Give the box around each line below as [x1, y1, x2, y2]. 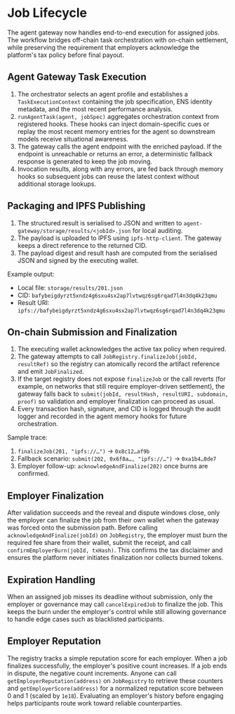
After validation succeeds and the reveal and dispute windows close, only [7, 508, 220, 517]
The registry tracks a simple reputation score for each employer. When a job [7, 653, 228, 663]
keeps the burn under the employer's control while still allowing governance [7, 608, 227, 615]
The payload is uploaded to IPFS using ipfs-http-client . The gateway [17, 234, 222, 242]
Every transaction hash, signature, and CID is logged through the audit [17, 405, 221, 413]
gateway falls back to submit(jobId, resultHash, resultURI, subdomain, [17, 389, 229, 399]
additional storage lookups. [17, 180, 97, 188]
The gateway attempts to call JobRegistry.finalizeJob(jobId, [17, 352, 198, 361]
